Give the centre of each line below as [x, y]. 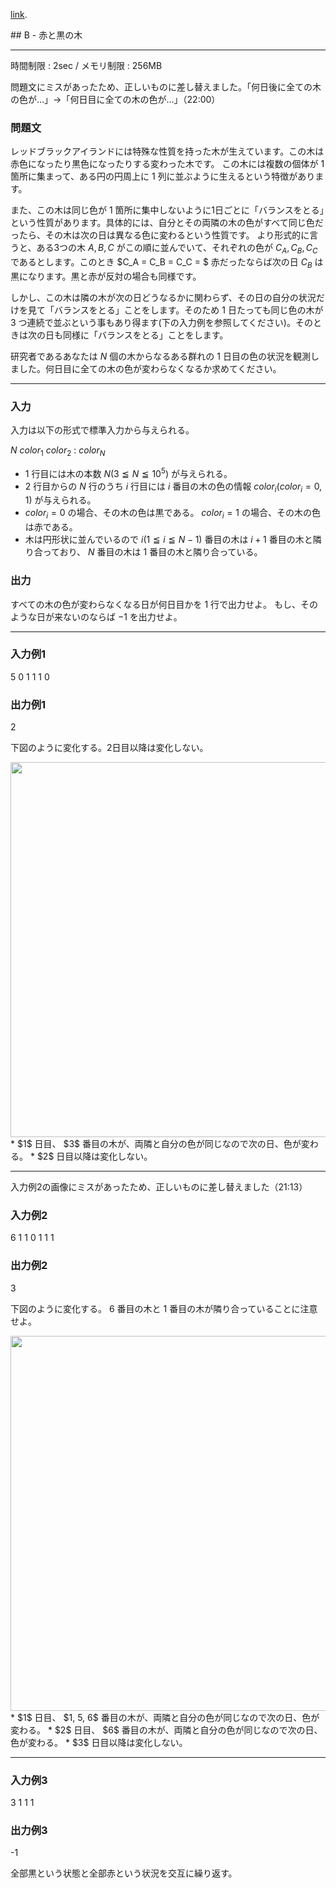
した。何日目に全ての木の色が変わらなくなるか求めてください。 [150, 368]
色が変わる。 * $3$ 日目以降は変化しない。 [99, 1742]
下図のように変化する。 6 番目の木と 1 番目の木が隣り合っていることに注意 [164, 1308]
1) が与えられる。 [60, 500]
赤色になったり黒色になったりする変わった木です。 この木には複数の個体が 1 [167, 164]
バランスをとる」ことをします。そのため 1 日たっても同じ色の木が [188, 310]
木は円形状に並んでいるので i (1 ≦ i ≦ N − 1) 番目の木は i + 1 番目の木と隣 [173, 540]
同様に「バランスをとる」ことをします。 [145, 335]
